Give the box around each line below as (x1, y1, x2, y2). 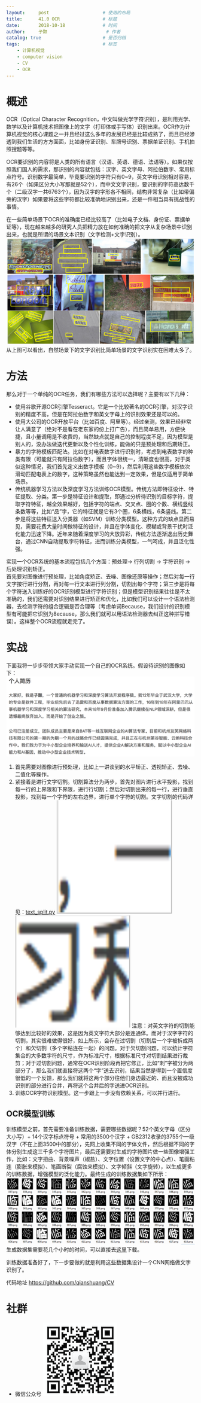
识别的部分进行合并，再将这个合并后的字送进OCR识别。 (14, 1082, 153, 1089)
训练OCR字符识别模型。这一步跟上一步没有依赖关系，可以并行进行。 (14, 1089, 184, 1097)
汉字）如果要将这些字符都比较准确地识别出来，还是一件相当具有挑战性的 (16, 196, 195, 203)
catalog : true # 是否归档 (6, 35, 126, 41)
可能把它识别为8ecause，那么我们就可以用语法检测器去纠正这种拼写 (16, 610, 185, 617)
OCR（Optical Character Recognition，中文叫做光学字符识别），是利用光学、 (6, 115, 194, 123)
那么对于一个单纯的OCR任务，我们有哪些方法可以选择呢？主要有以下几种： (6, 390, 190, 397)
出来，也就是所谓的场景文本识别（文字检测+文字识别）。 (6, 231, 144, 238)
